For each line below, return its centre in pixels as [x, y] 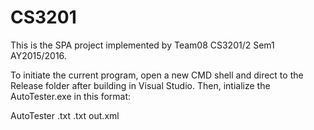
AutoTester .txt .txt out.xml [65, 115]
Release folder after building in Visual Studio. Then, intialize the [140, 85]
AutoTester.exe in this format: [71, 96]
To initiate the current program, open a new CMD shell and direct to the [157, 75]
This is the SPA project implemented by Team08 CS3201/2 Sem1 [142, 45]
